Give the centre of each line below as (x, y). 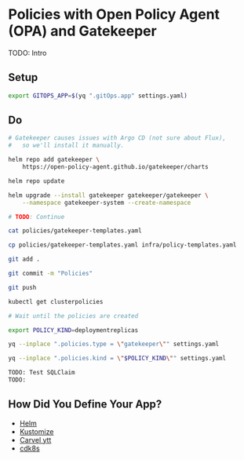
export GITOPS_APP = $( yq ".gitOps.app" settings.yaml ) (98, 96)
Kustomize (36, 431)
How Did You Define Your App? (85, 405)
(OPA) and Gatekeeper (82, 31)
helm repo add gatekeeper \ (54, 160)
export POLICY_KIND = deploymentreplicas (73, 330)
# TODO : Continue (36, 217)
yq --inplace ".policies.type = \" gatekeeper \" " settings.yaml (114, 344)
